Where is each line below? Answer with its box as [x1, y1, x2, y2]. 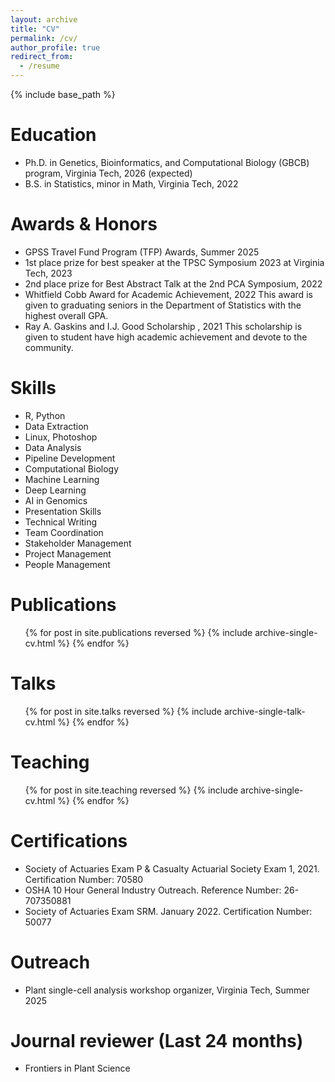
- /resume [19, 61, 60, 71]
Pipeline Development [24, 452, 116, 464]
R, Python [24, 409, 66, 421]
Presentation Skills [24, 505, 102, 517]
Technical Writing [24, 516, 98, 528]
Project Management [24, 547, 112, 560]
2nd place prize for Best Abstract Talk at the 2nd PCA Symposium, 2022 [24, 277, 323, 290]
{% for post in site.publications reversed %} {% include [24, 626, 253, 638]
